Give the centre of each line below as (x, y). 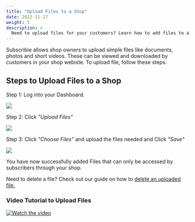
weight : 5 (18, 22)
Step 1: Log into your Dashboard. (45, 95)
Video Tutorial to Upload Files (49, 200)
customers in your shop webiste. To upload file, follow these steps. (86, 63)
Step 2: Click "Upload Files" (39, 117)
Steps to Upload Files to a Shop (64, 80)
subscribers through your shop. (44, 168)
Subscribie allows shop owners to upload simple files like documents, (90, 50)
